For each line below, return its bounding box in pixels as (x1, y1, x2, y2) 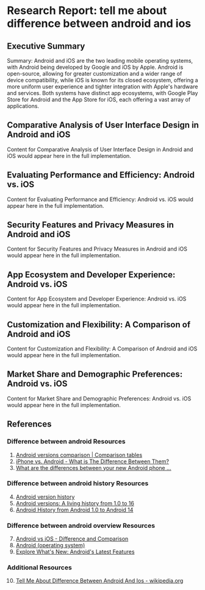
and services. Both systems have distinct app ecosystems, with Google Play (7, 90, 198, 96)
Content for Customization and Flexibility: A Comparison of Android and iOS (7, 345, 198, 352)
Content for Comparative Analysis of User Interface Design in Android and (7, 146, 193, 153)
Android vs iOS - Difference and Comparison (15, 535, 129, 542)
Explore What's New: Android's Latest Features (15, 548, 135, 555)
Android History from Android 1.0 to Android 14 (15, 506, 134, 513)
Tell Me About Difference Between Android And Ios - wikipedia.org (15, 577, 184, 585)
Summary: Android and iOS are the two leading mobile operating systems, (7, 57, 193, 64)
